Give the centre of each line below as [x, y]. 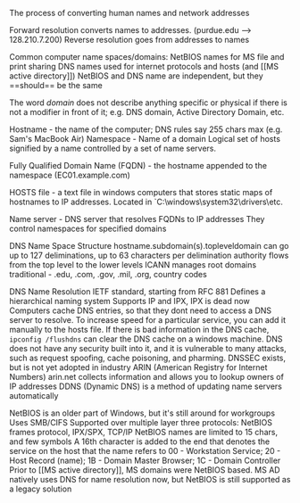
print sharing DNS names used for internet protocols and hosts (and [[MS [144, 66]
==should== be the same [56, 85]
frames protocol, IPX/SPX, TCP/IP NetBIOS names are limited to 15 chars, [144, 432]
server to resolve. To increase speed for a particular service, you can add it [148, 320]
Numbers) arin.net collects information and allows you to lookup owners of [146, 377]
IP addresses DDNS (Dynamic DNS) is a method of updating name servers [146, 386]
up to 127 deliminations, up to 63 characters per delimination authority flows [149, 255]
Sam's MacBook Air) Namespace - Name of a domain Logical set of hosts [145, 139]
